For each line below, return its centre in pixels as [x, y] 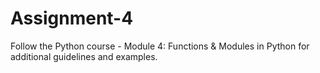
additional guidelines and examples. [84, 56]
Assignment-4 [72, 18]
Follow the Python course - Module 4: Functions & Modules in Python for [160, 46]
